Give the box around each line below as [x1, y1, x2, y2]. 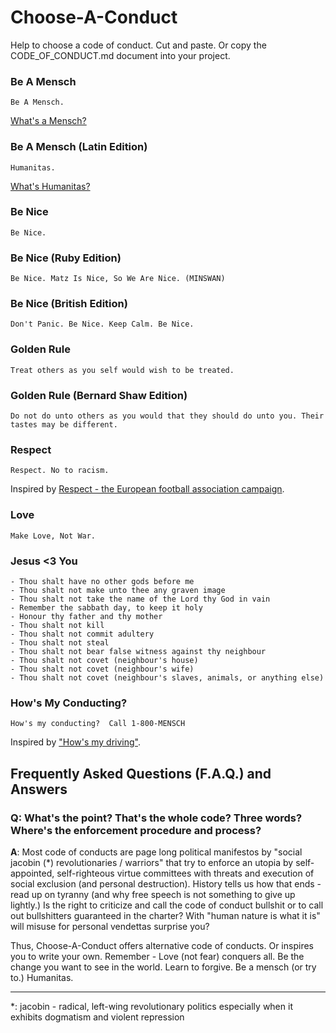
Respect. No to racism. [10, 466, 110, 476]
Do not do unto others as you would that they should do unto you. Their [10, 411, 325, 421]
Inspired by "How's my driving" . [10, 736, 142, 748]
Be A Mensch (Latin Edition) [10, 140, 148, 154]
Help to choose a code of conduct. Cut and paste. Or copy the [10, 39, 267, 51]
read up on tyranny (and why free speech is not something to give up [10, 888, 296, 900]
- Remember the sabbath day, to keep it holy [10, 602, 203, 613]
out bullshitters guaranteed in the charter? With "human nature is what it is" [10, 909, 321, 921]
